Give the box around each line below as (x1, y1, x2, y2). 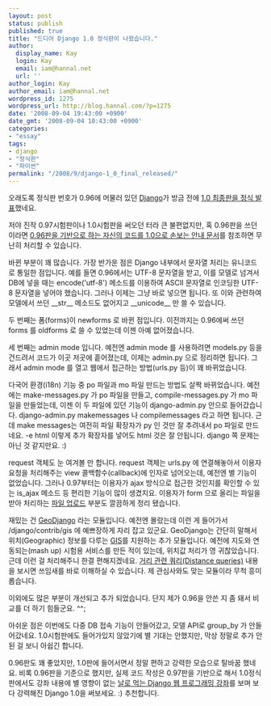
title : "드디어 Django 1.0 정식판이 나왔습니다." (8, 34, 158, 43)
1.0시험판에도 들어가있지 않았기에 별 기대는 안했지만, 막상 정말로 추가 (38, 631, 254, 640)
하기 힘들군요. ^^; (31, 603, 86, 613)
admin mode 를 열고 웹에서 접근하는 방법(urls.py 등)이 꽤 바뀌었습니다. (23, 363, 248, 372)
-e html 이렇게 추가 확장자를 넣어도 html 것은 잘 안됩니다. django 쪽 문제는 (25, 430, 260, 440)
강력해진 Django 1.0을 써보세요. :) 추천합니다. (16, 688, 160, 698)
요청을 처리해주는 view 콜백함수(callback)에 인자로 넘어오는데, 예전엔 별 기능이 (8, 468, 257, 477)
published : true (8, 27, 63, 35)
